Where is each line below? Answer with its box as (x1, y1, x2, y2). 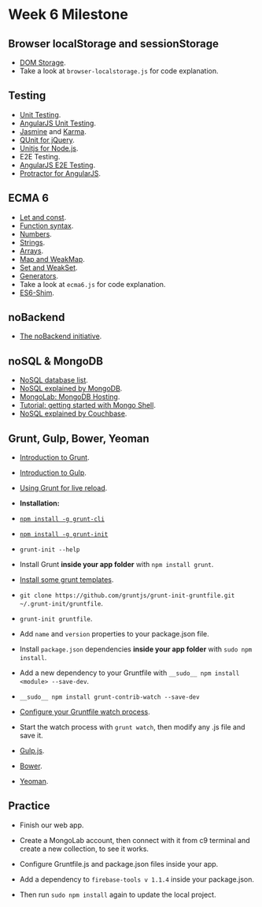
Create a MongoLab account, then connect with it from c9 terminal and (19, 835, 250, 845)
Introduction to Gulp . (19, 468, 87, 478)
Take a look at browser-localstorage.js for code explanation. (19, 66, 219, 76)
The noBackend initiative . (19, 331, 102, 341)
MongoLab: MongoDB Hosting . (19, 392, 120, 401)
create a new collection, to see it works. (19, 844, 149, 853)
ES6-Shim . (19, 288, 55, 297)
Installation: (19, 498, 61, 508)
